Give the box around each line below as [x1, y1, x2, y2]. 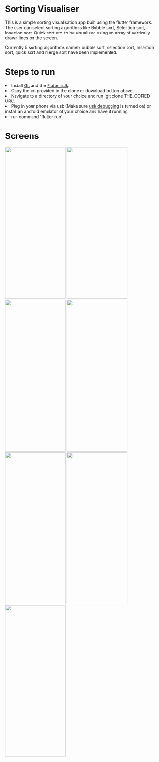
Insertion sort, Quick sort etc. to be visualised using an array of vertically [5, 30, 150, 35]
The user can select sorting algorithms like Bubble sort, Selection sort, [5, 24, 146, 30]
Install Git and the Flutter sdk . [11, 83, 70, 88]
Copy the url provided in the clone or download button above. [11, 87, 134, 93]
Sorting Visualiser [5, 3, 79, 15]
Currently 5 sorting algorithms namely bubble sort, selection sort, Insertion [5, 44, 154, 50]
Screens [5, 131, 39, 142]
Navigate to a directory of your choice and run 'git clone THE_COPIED [11, 93, 150, 99]
